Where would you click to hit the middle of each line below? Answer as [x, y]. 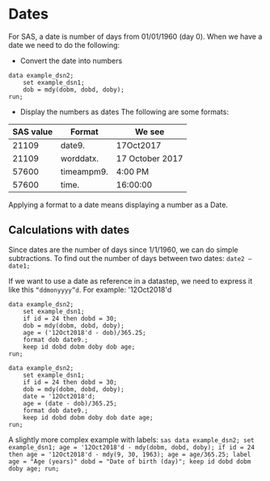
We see [150, 132]
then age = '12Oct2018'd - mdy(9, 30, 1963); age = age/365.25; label [130, 454]
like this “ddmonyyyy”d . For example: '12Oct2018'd [90, 289]
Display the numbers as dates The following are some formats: [124, 112]
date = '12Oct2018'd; [59, 396]
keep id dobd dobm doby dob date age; [88, 417]
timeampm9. [84, 171]
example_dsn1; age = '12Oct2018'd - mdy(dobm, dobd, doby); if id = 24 [131, 447]
